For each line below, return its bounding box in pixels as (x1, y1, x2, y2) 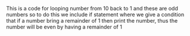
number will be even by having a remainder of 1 (6, 23, 122, 30)
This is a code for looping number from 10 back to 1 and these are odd (6, 5, 179, 12)
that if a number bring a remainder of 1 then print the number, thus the (6, 17, 178, 24)
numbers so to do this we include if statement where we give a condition (6, 11, 185, 18)
